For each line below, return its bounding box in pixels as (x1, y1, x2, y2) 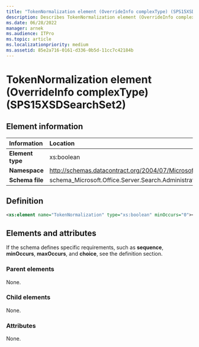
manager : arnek (6, 25, 44, 31)
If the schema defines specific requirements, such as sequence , (6, 244, 164, 251)
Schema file (9, 176, 44, 184)
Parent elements (6, 265, 54, 273)
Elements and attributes (6, 228, 97, 238)
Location (49, 139, 75, 147)
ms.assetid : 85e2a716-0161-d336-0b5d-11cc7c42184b (6, 47, 134, 53)
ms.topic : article (6, 36, 52, 42)
